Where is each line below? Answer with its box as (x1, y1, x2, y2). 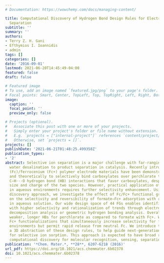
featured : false (5, 70, 38, 75)
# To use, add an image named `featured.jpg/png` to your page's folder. (5, 88, 159, 93)
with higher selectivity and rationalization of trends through (9, 206, 143, 210)
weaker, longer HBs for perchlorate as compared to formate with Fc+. (9, 215, 156, 220)
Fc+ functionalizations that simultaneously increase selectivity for (9, 219, 156, 224)
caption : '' (9, 102, 34, 107)
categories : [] (5, 56, 36, 61)
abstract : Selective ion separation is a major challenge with (5, 160, 137, 165)
